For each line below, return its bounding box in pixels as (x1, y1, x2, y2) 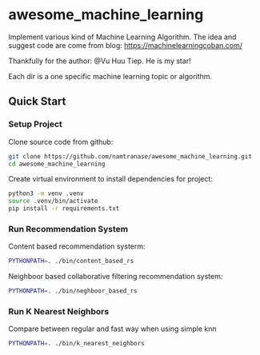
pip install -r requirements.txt (8, 205, 120, 213)
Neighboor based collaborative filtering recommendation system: (8, 272, 223, 281)
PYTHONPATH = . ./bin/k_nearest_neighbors (8, 340, 146, 348)
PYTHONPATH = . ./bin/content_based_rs (8, 257, 134, 265)
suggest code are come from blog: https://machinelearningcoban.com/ (8, 40, 242, 50)
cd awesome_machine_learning (8, 160, 106, 168)
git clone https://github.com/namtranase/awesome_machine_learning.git (8, 152, 252, 161)
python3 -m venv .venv (8, 189, 84, 197)
